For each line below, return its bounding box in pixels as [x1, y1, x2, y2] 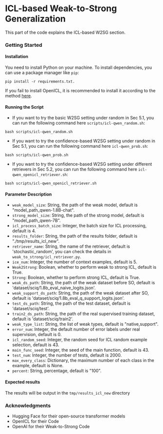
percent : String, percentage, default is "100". [12, 368, 102, 374]
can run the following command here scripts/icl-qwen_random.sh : [12, 120, 145, 126]
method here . [5, 93, 32, 99]
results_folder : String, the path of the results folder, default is [12, 233, 138, 239]
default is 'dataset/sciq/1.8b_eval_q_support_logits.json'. [12, 296, 125, 301]
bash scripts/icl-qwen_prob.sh [5, 153, 69, 158]
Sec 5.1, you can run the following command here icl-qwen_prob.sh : [12, 143, 148, 149]
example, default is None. [12, 363, 64, 369]
